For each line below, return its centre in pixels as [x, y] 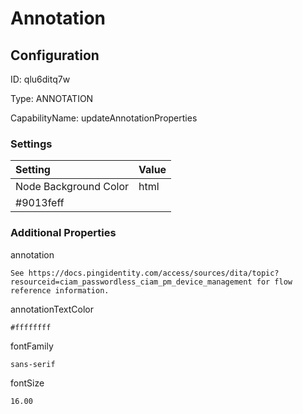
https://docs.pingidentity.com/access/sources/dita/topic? [154, 273]
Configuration [55, 55]
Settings [31, 144]
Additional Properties [63, 233]
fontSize [27, 383]
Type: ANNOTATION [52, 98]
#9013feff [40, 203]
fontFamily [32, 346]
